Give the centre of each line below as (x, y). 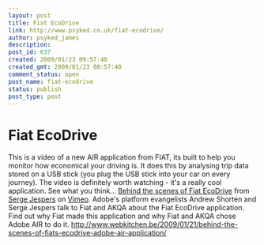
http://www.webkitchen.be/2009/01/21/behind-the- (155, 224)
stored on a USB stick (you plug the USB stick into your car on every (119, 174)
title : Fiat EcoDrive (44, 23)
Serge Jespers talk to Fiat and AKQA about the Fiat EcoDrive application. (126, 208)
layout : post (30, 15)
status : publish (35, 89)
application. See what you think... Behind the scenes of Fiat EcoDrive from (129, 191)
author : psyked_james (44, 38)
